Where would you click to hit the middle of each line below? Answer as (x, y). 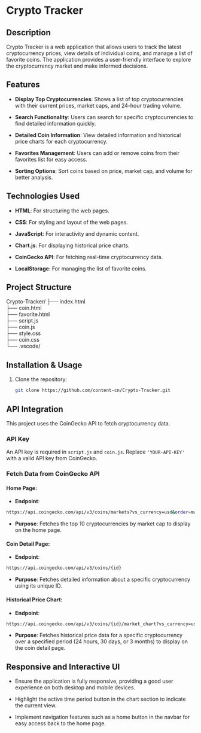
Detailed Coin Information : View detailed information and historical (98, 135)
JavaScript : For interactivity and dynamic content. (77, 233)
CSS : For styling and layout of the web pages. (71, 222)
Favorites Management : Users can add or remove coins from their (97, 153)
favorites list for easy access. (51, 159)
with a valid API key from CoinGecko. (52, 458)
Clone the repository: (41, 379)
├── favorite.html (28, 314)
